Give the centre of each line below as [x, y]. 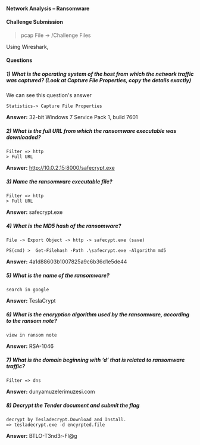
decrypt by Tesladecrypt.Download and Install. [66, 420]
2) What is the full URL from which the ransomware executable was [91, 130]
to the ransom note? [32, 320]
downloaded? [24, 137]
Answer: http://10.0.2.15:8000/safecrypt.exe [60, 168]
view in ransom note [32, 335]
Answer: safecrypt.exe [35, 212]
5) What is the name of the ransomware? [58, 275]
